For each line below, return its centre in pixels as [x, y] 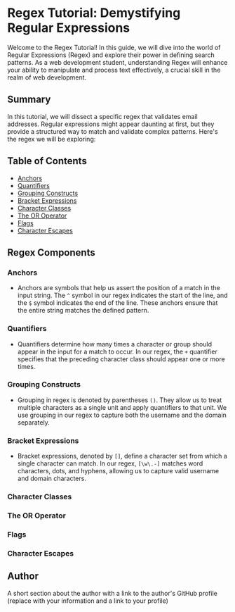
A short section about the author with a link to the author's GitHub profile [112, 593]
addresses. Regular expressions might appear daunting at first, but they [111, 124]
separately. [34, 422]
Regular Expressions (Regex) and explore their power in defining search [111, 55]
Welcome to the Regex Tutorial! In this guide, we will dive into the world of [114, 47]
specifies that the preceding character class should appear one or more [121, 359]
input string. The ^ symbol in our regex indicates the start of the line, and [122, 295]
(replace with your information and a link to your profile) [88, 601]
